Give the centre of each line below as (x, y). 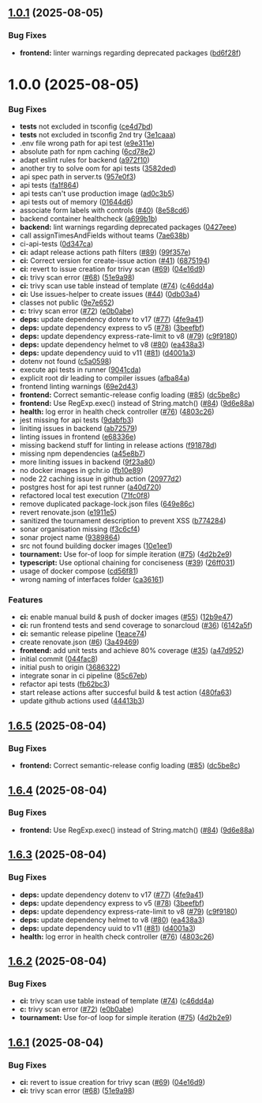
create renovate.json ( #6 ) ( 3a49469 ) (79, 642)
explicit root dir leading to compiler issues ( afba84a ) (105, 378)
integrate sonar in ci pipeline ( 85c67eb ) (83, 676)
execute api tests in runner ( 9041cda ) (80, 370)
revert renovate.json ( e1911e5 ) (68, 512)
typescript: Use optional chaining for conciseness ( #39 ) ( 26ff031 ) (127, 563)
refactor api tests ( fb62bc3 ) (65, 684)
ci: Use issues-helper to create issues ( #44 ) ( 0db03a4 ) (110, 295)
